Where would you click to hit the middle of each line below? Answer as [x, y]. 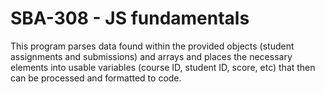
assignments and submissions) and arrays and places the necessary [151, 56]
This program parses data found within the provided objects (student [152, 46]
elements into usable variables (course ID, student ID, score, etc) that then [163, 67]
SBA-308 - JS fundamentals [130, 18]
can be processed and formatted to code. [96, 78]
